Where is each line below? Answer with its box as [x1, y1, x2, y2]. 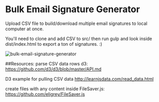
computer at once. [5, 25, 44, 31]
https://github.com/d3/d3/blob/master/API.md [5, 66, 102, 72]
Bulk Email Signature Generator [5, 4, 140, 15]
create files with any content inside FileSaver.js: [5, 85, 105, 92]
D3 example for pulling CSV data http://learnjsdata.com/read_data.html [5, 76, 154, 82]
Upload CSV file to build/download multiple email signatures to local [5, 20, 147, 26]
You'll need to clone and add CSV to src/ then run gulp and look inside [5, 36, 152, 42]
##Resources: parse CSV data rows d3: [5, 60, 88, 66]
